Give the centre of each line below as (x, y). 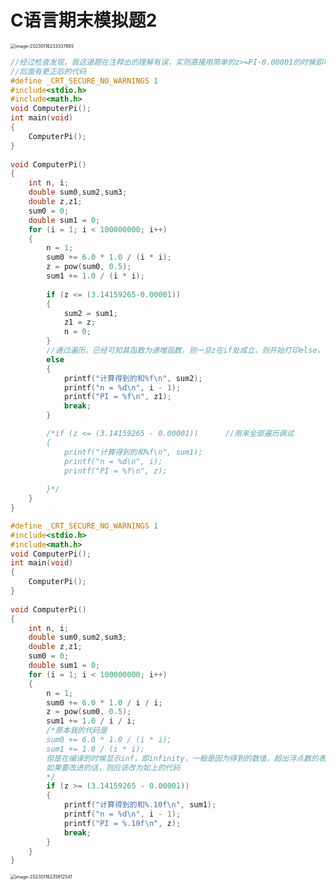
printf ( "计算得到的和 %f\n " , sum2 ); (133, 378)
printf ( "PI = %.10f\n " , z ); (122, 823)
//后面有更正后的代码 (48, 71)
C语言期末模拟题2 (84, 20)
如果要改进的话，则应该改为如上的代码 (113, 767)
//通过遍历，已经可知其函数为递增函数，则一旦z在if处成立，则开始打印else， (185, 351)
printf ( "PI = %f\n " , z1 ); (117, 397)
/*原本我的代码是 (77, 731)
